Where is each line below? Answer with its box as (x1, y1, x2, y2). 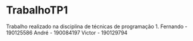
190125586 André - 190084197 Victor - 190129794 (6, 29, 128, 36)
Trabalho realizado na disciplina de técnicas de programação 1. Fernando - (6, 23, 188, 30)
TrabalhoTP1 (6, 4, 68, 17)
